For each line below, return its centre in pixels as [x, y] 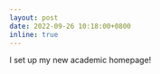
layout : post [34, 18]
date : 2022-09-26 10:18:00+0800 [70, 26]
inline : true [34, 34]
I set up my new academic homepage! [80, 60]
